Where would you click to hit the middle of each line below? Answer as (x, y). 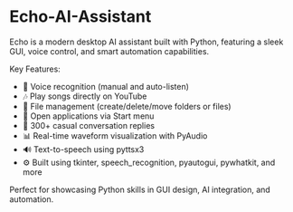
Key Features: (35, 69)
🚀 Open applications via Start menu (88, 116)
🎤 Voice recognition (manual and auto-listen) (106, 86)
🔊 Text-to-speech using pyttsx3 (83, 149)
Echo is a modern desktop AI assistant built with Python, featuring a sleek (146, 42)
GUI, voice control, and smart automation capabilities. (109, 51)
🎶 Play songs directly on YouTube (85, 96)
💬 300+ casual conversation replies (89, 125)
